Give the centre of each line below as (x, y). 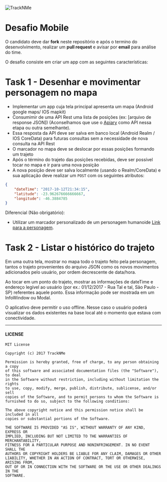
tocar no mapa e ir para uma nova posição (56, 165)
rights (12, 384)
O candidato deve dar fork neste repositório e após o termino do (71, 41)
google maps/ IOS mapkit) (39, 112)
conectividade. (20, 318)
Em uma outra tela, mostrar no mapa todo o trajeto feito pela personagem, (81, 261)
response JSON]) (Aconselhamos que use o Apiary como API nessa (82, 122)
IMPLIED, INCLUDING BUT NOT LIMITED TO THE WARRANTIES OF (66, 437)
